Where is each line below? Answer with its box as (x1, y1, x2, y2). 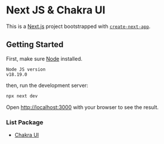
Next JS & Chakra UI (6, 3, 105, 17)
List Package (6, 118, 44, 126)
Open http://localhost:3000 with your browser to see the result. (6, 103, 159, 111)
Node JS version (6, 66, 46, 72)
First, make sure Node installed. (6, 55, 83, 62)
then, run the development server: (6, 82, 88, 89)
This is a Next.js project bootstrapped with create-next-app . (6, 23, 151, 30)
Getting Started (6, 40, 64, 50)
